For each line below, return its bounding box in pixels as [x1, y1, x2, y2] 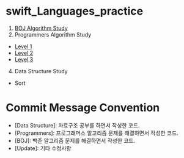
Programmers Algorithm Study [14, 31, 92, 38]
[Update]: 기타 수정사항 [14, 145, 72, 152]
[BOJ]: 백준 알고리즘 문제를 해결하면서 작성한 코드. [14, 137, 136, 144]
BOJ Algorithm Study [14, 24, 68, 32]
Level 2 [14, 49, 34, 56]
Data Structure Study [14, 67, 68, 74]
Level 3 [14, 56, 34, 63]
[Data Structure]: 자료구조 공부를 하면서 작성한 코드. [14, 121, 140, 129]
